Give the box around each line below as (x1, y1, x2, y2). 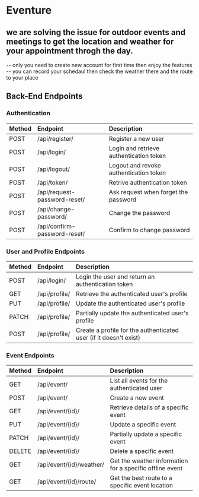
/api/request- (37, 188, 76, 196)
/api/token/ (37, 178, 68, 186)
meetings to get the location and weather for (6, 36, 174, 46)
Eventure (6, 4, 52, 17)
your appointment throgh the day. (6, 46, 133, 56)
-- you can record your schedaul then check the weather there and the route (6, 68, 193, 75)
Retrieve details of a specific (110, 403, 189, 411)
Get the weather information (110, 457, 188, 465)
